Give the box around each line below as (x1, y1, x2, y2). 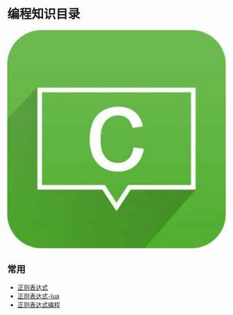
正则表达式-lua (17, 291, 60, 300)
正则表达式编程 (17, 300, 60, 309)
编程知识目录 (7, 6, 81, 22)
